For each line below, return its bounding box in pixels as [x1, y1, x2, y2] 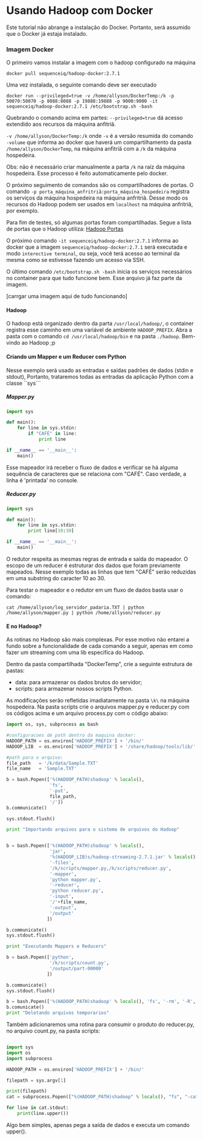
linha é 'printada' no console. [6, 476, 79, 484]
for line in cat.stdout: [6, 1105, 69, 1111]
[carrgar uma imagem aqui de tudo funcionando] [6, 293, 128, 300]
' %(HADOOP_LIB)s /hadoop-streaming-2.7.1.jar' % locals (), [49, 854, 199, 860]
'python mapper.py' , [49, 877, 101, 883]
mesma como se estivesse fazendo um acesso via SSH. [6, 257, 146, 264]
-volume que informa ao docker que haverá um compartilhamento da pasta [6, 139, 192, 146]
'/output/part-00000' [49, 966, 104, 972]
